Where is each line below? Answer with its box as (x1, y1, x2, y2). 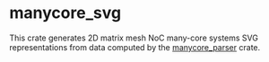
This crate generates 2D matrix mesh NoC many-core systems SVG (9, 32, 258, 43)
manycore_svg (9, 3, 122, 23)
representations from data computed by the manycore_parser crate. (9, 41, 261, 52)
